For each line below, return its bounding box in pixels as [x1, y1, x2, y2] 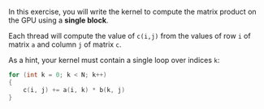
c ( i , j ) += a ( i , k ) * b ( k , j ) [23, 86, 126, 94]
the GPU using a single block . [8, 15, 109, 25]
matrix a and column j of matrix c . [8, 40, 122, 49]
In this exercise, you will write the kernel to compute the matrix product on [8, 7, 258, 16]
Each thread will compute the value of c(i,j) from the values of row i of [8, 31, 251, 40]
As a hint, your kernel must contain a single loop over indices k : [8, 56, 220, 65]
